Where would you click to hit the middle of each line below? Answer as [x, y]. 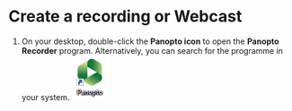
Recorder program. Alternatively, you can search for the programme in [152, 50]
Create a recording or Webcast [125, 17]
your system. [45, 97]
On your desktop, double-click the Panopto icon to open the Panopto [150, 41]
